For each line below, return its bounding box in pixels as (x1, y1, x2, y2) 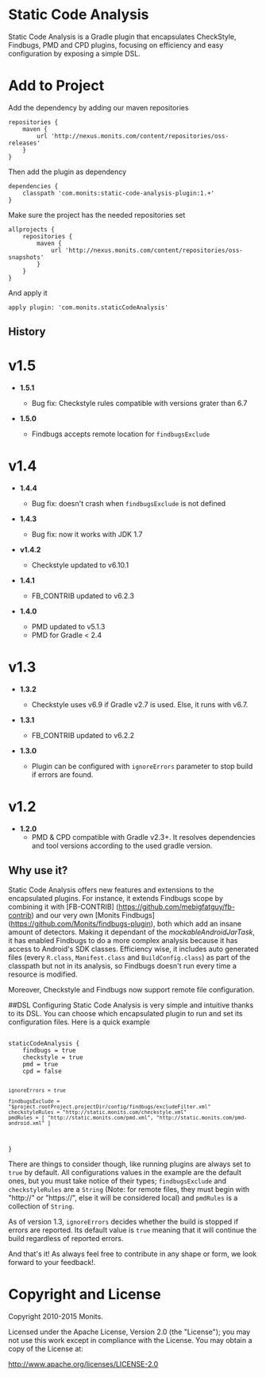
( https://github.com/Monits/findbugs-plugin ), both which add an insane (8, 919, 242, 928)
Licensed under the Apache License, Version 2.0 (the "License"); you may (8, 1327, 251, 1336)
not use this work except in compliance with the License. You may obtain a (8, 1335, 253, 1344)
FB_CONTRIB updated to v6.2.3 (31, 591, 135, 601)
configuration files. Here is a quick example (8, 1017, 151, 1027)
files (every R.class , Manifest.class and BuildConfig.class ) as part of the (8, 952, 251, 962)
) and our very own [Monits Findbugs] (31, 910, 155, 919)
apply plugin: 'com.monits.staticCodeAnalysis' (8, 304, 169, 311)
